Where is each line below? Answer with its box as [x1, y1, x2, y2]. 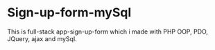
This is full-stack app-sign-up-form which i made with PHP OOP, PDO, [7, 27, 208, 36]
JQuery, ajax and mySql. [7, 34, 78, 42]
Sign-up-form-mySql [7, 5, 132, 21]
